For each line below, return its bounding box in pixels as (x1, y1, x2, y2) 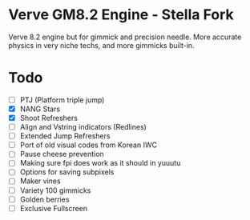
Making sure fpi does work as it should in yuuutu (19, 158, 181, 168)
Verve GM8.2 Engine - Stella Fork (8, 6, 234, 24)
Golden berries (19, 194, 70, 204)
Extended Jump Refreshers (19, 131, 111, 141)
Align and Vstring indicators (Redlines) (19, 122, 147, 132)
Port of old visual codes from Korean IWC (19, 140, 158, 150)
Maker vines (19, 176, 62, 186)
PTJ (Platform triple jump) (19, 94, 105, 105)
